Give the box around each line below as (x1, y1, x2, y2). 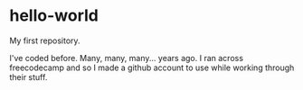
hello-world (9, 5, 99, 26)
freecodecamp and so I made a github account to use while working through (9, 62, 295, 73)
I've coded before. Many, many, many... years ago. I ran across (9, 52, 244, 63)
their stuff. (9, 71, 48, 82)
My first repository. (9, 35, 80, 46)
